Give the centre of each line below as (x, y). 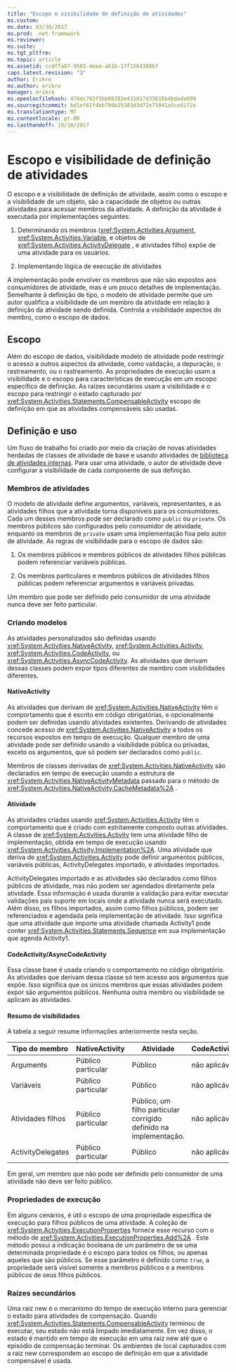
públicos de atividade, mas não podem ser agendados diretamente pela (111, 886)
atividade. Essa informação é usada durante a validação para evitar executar (118, 894)
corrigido (147, 1119)
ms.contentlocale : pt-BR (44, 118)
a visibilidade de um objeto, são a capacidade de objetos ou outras (104, 202)
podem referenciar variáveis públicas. (72, 562)
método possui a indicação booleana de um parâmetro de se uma (103, 1245)
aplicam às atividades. (40, 1000)
